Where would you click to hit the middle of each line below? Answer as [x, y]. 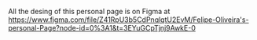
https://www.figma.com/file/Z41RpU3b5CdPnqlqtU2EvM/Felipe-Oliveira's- [128, 20]
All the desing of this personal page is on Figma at [89, 11]
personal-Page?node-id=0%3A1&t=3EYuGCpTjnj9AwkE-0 [102, 28]
